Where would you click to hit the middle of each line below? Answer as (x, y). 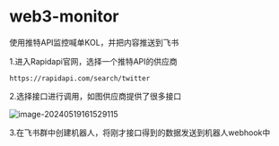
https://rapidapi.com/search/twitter (80, 78)
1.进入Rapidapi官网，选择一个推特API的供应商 (93, 61)
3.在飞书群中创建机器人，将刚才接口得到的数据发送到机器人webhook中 (140, 133)
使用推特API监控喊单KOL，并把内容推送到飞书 (94, 42)
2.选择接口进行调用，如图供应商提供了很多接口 (96, 96)
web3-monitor (64, 17)
